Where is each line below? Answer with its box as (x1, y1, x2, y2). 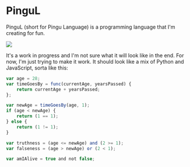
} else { (6, 119, 27, 125)
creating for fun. (6, 29, 45, 36)
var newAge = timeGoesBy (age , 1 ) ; (6, 102, 90, 109)
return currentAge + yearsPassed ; (16, 86, 100, 92)
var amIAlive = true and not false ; (6, 156, 95, 162)
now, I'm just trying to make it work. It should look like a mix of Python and (6, 58, 185, 65)
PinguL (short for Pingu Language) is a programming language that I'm (6, 23, 176, 30)
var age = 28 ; (6, 75, 41, 81)
